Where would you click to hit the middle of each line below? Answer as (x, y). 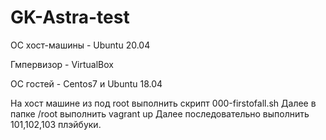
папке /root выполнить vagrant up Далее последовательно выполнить (160, 113)
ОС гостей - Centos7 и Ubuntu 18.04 (86, 83)
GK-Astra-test (70, 17)
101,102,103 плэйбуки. (56, 124)
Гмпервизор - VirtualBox (62, 64)
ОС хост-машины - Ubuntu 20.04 (80, 45)
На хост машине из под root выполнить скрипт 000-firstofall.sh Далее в (163, 103)
